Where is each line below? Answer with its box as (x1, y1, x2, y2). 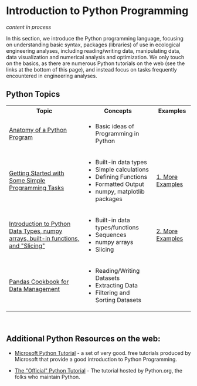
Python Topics (6, 89, 60, 99)
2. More (156, 227, 178, 235)
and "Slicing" (9, 242, 45, 250)
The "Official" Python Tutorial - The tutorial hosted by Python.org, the (14, 367, 183, 374)
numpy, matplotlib (95, 187, 145, 195)
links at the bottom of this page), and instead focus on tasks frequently (6, 66, 177, 73)
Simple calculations (95, 165, 150, 174)
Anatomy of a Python (9, 126, 67, 134)
